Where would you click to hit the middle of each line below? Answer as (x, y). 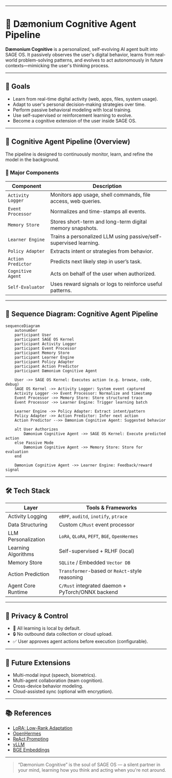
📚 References (28, 713)
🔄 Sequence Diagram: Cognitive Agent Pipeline (82, 314)
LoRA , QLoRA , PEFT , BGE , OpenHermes (98, 536)
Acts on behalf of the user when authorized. (103, 274)
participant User (33, 335)
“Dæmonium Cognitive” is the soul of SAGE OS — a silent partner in (89, 764)
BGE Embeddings (31, 750)
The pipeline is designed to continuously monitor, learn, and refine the (79, 154)
